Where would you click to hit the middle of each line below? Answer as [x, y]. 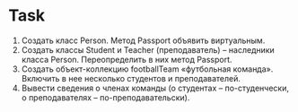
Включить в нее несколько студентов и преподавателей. [131, 78]
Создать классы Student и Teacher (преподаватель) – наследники [148, 49]
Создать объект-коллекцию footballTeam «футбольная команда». [147, 69]
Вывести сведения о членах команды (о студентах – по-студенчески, [155, 88]
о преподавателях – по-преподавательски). [105, 97]
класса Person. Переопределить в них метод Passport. [127, 59]
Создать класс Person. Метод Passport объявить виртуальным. [143, 40]
